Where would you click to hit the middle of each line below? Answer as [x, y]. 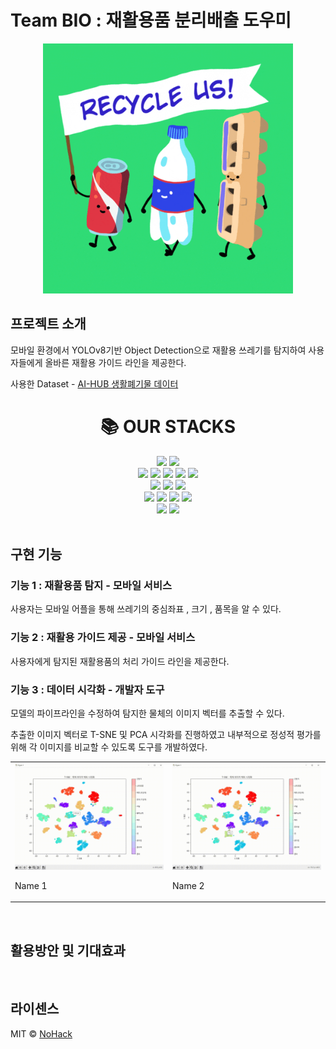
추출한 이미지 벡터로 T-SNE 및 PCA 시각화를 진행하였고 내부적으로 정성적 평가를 [166, 734]
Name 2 [188, 885]
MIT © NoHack [41, 1033]
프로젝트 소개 [48, 324]
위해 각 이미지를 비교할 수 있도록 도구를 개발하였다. [109, 747]
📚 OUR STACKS [168, 426]
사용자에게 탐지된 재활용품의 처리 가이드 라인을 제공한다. [120, 661]
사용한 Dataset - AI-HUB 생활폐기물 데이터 [94, 383]
